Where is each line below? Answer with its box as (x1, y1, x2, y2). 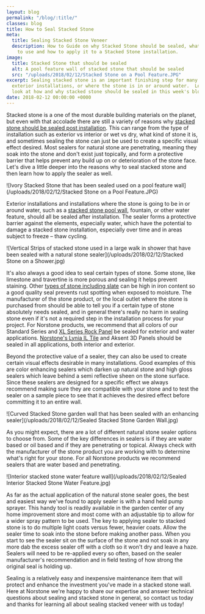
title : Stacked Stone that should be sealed (12, 60, 127, 66)
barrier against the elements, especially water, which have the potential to (6, 219, 192, 227)
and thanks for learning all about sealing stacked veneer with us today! (6, 601, 184, 608)
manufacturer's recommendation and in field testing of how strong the (6, 556, 183, 563)
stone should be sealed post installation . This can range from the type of (6, 124, 189, 132)
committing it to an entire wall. (6, 398, 82, 405)
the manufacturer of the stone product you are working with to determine (6, 447, 190, 455)
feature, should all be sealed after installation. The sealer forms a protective (6, 212, 196, 220)
